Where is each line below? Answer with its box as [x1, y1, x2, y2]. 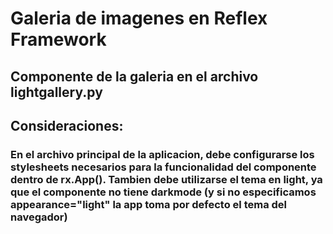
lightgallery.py [10, 83, 103, 101]
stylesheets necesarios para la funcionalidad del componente [10, 160, 317, 174]
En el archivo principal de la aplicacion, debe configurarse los [10, 147, 315, 161]
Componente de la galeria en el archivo [10, 68, 259, 85]
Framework [10, 28, 107, 51]
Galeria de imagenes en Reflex [10, 7, 268, 30]
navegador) [10, 210, 68, 224]
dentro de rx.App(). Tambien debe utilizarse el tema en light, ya [10, 172, 323, 186]
